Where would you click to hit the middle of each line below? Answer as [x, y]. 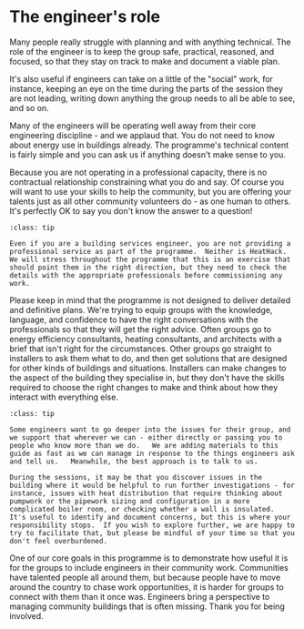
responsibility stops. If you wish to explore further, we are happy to [152, 525]
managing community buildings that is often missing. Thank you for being [147, 606]
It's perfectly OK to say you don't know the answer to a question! [131, 210]
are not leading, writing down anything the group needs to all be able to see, [152, 98]
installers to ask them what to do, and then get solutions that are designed [148, 358]
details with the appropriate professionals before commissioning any [146, 275]
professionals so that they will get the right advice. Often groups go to [140, 329]
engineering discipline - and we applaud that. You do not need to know [142, 135]
